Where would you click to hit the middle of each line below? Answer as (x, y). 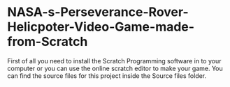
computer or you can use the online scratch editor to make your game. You (115, 68)
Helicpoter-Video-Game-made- (101, 27)
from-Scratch (48, 42)
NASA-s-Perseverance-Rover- (98, 12)
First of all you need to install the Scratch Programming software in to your (114, 61)
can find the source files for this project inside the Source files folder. (107, 76)
